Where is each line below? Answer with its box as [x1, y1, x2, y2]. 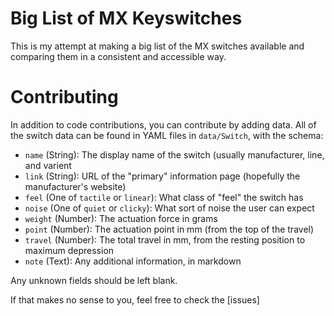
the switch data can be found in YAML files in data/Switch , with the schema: [10, 129, 324, 141]
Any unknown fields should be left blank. [10, 274, 178, 286]
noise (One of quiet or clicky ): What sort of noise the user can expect [24, 202, 315, 214]
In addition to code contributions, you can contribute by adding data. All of [10, 118, 317, 131]
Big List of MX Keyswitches [10, 7, 243, 30]
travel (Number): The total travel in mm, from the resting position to [24, 233, 306, 246]
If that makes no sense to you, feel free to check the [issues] [10, 293, 260, 306]
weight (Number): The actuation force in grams [24, 212, 218, 224]
